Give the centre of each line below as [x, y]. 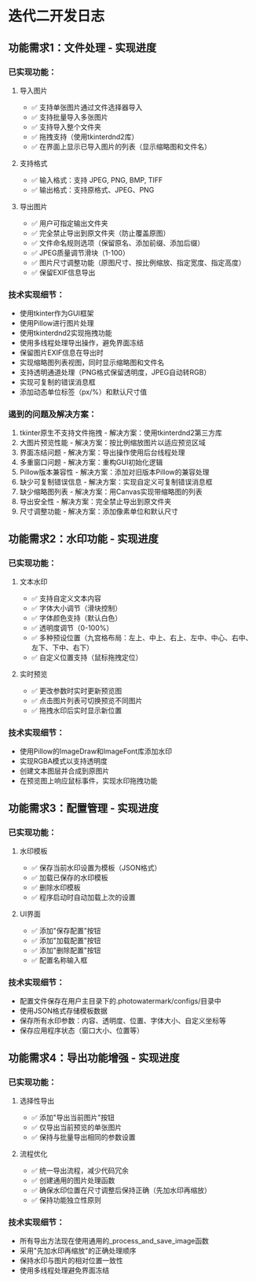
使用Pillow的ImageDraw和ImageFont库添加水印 [96, 751]
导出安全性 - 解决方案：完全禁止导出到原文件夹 [95, 502]
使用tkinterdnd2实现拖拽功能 [66, 333]
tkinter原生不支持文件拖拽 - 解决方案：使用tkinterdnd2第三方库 [121, 433]
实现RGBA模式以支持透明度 [64, 761]
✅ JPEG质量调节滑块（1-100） [80, 252]
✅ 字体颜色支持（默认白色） [77, 618]
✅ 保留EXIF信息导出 [63, 272]
